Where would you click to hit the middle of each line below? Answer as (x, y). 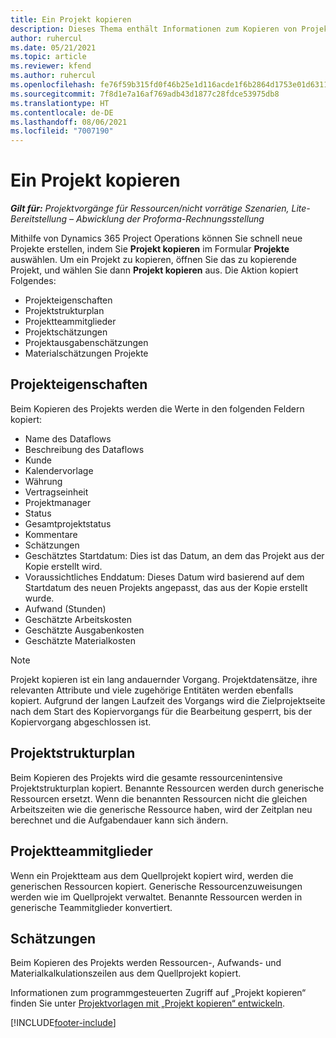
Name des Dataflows (68, 438)
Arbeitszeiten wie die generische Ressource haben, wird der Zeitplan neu (161, 809)
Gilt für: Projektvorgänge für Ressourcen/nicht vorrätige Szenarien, (150, 208)
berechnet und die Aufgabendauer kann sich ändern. (119, 820)
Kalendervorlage (59, 470)
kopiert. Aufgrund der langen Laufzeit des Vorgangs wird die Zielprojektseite (168, 700)
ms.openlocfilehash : (53, 85)
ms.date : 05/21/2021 (53, 47)
